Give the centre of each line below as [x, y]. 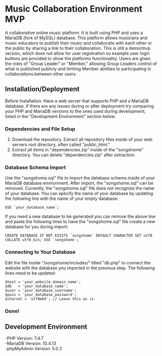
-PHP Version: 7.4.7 [24, 339]
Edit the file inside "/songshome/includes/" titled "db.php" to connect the [78, 262]
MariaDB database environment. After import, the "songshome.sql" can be [79, 183]
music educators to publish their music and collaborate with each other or [79, 43]
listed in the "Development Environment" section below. [60, 116]
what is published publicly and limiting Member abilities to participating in [78, 68]
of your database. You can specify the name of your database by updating [79, 194]
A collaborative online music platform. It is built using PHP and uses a [74, 32]
